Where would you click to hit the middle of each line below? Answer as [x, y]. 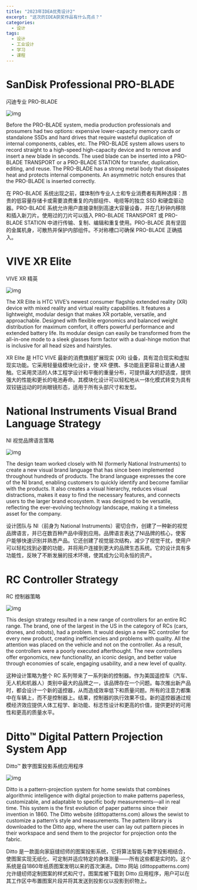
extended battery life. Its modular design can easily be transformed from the [98, 333]
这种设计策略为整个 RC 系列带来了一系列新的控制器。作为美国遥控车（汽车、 [98, 676]
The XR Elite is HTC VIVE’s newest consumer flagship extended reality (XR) [97, 301]
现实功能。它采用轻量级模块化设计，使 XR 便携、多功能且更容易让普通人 [93, 365]
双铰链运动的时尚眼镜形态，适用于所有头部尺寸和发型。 [73, 387]
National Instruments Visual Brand [91, 411]
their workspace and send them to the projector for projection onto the [91, 833]
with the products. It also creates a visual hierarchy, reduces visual [86, 489]
